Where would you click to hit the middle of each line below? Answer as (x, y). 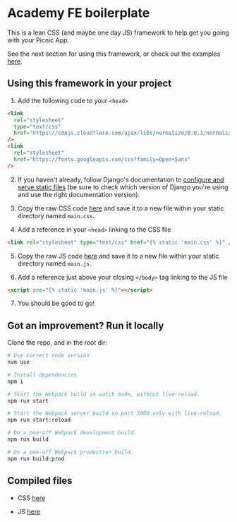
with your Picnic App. (38, 40)
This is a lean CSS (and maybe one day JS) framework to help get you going (118, 32)
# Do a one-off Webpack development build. (72, 433)
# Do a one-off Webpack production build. (71, 452)
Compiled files (40, 481)
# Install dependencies (42, 375)
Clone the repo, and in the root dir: (57, 343)
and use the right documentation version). (78, 194)
